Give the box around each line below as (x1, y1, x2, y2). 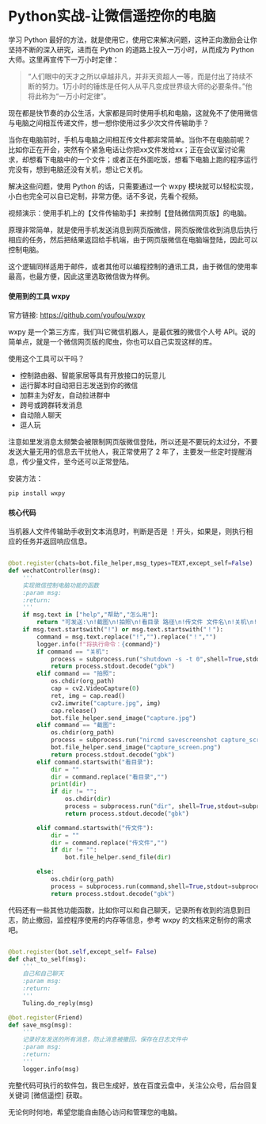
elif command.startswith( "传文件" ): (36, 824, 154, 832)
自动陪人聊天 (19, 410, 62, 420)
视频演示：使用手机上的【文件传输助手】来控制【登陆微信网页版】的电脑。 (8, 208, 251, 218)
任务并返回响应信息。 (21, 536, 92, 547)
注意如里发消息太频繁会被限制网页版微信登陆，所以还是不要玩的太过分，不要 (8, 437, 258, 447)
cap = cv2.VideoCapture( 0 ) (50, 684, 140, 693)
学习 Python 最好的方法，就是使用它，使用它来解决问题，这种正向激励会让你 (8, 35, 257, 44)
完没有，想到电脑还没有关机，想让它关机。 (8, 164, 147, 174)
